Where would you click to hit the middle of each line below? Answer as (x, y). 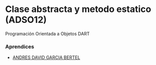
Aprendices (20, 46)
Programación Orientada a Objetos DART (48, 33)
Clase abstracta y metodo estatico (78, 9)
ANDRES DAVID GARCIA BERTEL (46, 57)
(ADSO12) (26, 20)
